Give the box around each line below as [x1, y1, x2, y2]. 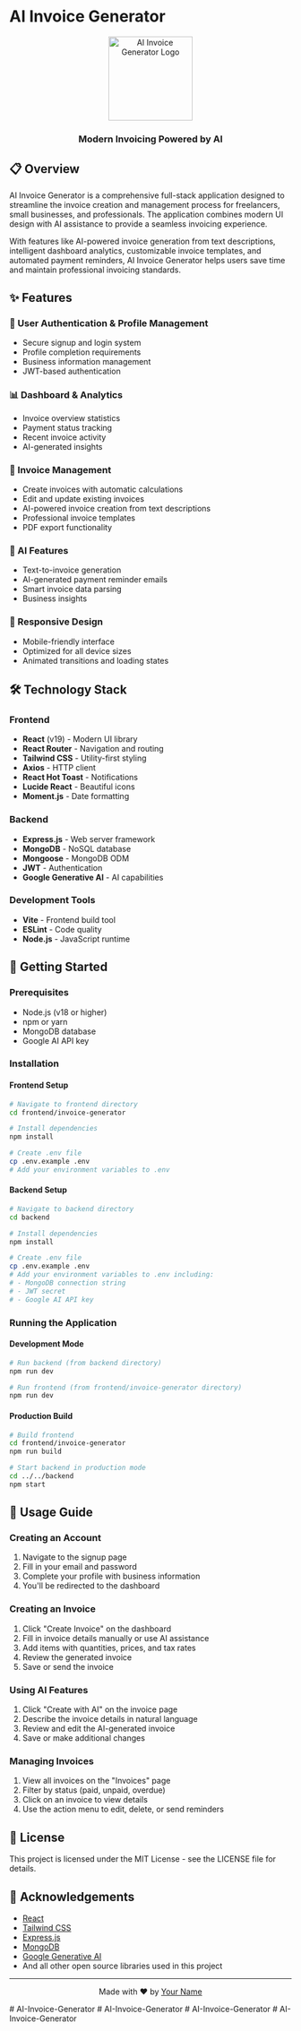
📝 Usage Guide [9, 1505, 94, 1520]
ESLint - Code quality [21, 924, 102, 934]
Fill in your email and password [21, 1562, 137, 1572]
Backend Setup [9, 1184, 67, 1195]
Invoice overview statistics [21, 412, 121, 423]
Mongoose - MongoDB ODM [21, 853, 130, 864]
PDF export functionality [21, 521, 113, 532]
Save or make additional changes [21, 1733, 146, 1743]
